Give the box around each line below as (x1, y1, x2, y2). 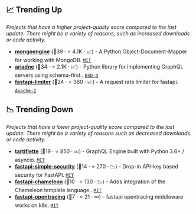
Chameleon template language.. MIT (14, 186, 102, 193)
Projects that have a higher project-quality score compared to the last (6, 23, 177, 31)
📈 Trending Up (6, 5, 63, 15)
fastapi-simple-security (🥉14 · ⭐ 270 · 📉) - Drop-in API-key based (14, 163, 178, 170)
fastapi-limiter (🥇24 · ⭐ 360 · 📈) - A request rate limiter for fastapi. (14, 78, 179, 85)
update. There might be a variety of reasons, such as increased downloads (6, 30, 190, 37)
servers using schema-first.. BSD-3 (14, 72, 99, 79)
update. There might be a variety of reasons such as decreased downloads (6, 129, 191, 137)
